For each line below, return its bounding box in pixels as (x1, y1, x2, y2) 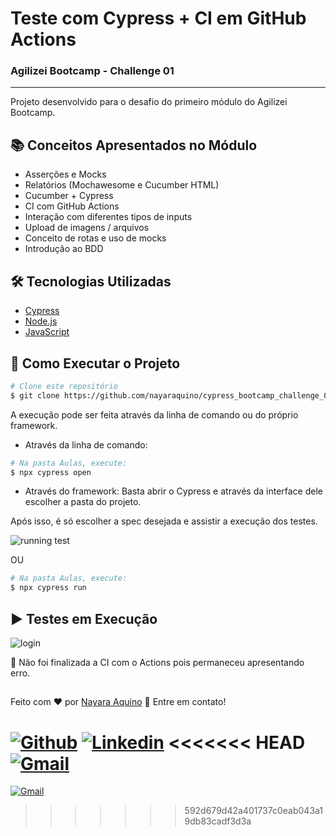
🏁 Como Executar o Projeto (10, 355, 181, 372)
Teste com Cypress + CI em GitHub (10, 7, 307, 30)
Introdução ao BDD (24, 243, 104, 255)
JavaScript (24, 326, 70, 338)
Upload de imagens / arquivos (24, 222, 150, 234)
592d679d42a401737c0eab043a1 (184, 805, 324, 817)
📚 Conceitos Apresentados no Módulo (10, 137, 258, 154)
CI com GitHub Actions (24, 200, 120, 212)
